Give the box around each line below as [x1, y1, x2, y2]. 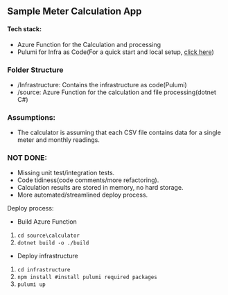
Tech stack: [7, 24, 42, 33]
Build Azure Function [17, 217, 78, 226]
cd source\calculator [17, 232, 80, 240]
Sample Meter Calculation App [7, 6, 142, 17]
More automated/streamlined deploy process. [17, 190, 148, 199]
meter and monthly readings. [17, 136, 100, 144]
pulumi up [17, 281, 46, 288]
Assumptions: [7, 112, 56, 122]
